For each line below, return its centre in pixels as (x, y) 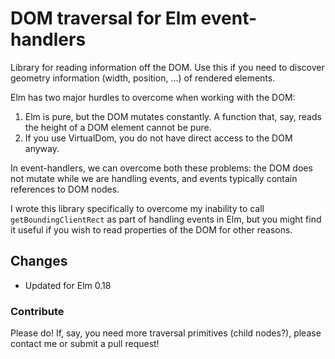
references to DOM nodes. (65, 189)
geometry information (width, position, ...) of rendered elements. (143, 78)
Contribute (37, 311)
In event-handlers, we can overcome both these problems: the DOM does (161, 168)
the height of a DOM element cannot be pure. (118, 127)
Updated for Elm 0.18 (68, 285)
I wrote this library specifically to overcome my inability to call (137, 208)
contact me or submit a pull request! (85, 344)
